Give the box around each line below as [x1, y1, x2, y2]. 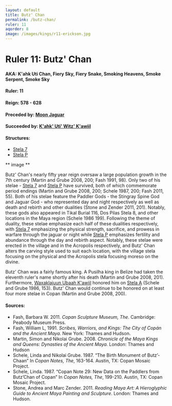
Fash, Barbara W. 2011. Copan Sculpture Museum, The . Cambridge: [12, 314, 156, 320]
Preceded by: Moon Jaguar [5, 111, 65, 118]
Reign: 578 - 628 [5, 100, 42, 106]
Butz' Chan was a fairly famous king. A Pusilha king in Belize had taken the [5, 269, 163, 275]
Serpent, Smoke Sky [5, 76, 50, 82]
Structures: [5, 134, 31, 141]
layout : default [5, 7, 40, 13]
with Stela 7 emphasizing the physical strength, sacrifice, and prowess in [5, 226, 160, 233]
